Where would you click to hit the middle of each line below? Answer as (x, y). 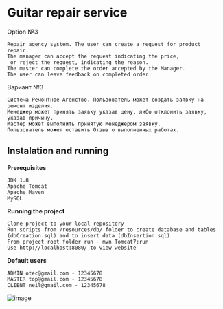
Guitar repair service (67, 13)
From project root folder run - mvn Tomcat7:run (78, 242)
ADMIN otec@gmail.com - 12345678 (55, 273)
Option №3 (23, 32)
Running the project (36, 211)
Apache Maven (26, 192)
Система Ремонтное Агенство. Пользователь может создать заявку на (106, 100)
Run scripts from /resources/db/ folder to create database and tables (111, 230)
